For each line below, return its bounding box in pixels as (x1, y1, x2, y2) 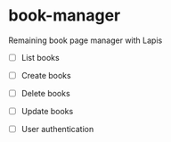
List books (20, 52, 60, 63)
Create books (20, 71, 72, 80)
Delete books (20, 88, 70, 99)
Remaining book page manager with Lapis (8, 35, 163, 46)
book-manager (8, 5, 121, 26)
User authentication (20, 124, 94, 135)
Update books (20, 106, 74, 117)
